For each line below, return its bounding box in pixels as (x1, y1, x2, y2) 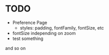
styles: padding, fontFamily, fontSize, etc (19, 24, 104, 30)
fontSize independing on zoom (12, 30, 76, 36)
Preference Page (12, 19, 47, 25)
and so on (5, 45, 26, 51)
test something (12, 35, 43, 41)
